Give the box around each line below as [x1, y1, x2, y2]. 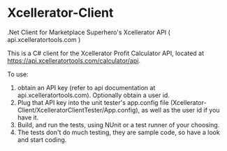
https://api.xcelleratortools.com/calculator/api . [7, 56, 141, 64]
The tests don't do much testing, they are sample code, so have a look [17, 128, 220, 136]
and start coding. [17, 135, 67, 144]
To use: [7, 70, 29, 78]
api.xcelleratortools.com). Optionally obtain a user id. [17, 91, 170, 99]
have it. [17, 113, 39, 122]
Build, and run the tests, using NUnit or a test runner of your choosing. [17, 120, 220, 129]
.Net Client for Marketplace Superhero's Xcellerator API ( [7, 28, 171, 36]
